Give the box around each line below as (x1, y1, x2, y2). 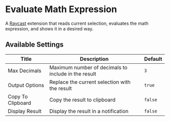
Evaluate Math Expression (5, 4, 117, 15)
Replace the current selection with (49, 78, 131, 86)
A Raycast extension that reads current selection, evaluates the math (5, 20, 149, 26)
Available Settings (5, 41, 64, 49)
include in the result (49, 70, 96, 77)
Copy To (8, 93, 28, 100)
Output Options (8, 82, 45, 89)
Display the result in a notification (49, 107, 129, 114)
